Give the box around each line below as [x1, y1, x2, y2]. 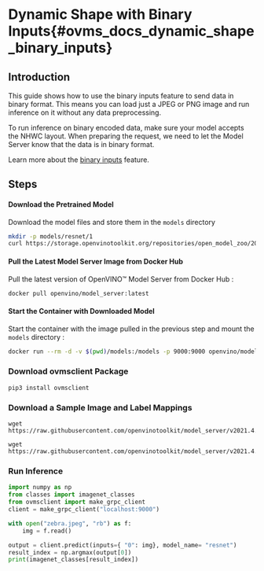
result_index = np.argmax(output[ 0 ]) [8, 548, 132, 556]
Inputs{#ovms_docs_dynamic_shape [8, 22, 255, 40]
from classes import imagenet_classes [8, 491, 135, 499]
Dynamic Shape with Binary [8, 6, 192, 24]
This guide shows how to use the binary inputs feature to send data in [8, 91, 234, 100]
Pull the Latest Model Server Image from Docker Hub [8, 256, 183, 266]
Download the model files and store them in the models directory [8, 217, 216, 227]
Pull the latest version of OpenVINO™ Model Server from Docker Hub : [8, 274, 234, 284]
